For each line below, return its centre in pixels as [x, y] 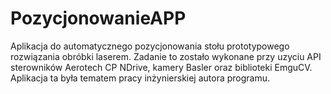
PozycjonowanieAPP [98, 18]
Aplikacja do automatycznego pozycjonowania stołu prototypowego [150, 46]
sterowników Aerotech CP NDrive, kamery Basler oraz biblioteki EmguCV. [161, 67]
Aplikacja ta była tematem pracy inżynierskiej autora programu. [140, 78]
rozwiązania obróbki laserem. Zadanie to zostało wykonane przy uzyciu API [166, 56]
